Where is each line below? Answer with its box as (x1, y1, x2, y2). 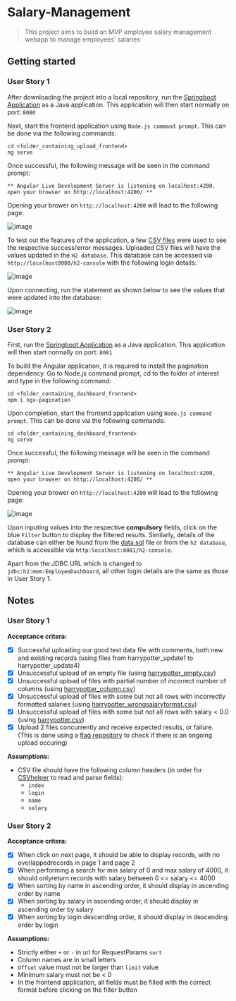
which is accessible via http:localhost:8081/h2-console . (7, 545, 173, 554)
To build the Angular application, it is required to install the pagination (7, 361, 209, 370)
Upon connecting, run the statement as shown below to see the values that (7, 285, 225, 294)
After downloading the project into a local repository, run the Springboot (7, 92, 216, 101)
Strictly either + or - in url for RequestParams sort (17, 947, 162, 957)
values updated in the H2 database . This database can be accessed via (7, 251, 213, 259)
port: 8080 (7, 107, 36, 116)
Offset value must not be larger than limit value (17, 963, 159, 971)
